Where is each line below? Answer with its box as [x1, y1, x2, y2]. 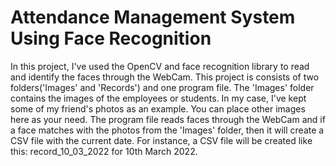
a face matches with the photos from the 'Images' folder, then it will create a [10, 124, 325, 136]
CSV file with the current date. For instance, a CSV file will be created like [10, 134, 313, 146]
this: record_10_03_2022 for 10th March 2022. [10, 145, 198, 157]
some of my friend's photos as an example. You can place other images [10, 102, 306, 115]
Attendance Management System [10, 6, 296, 29]
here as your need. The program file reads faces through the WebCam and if [10, 113, 326, 125]
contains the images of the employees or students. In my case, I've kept [10, 92, 307, 104]
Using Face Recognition [10, 27, 212, 50]
